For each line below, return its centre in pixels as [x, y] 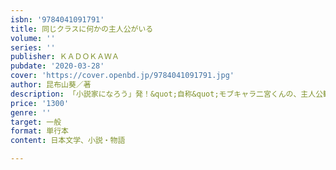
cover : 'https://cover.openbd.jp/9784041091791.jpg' [122, 76]
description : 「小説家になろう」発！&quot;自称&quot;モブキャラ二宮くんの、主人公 [167, 94]
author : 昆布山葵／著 [51, 85]
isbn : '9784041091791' [57, 19]
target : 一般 [36, 122]
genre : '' [31, 112]
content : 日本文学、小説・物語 [68, 141]
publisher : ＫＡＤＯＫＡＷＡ [65, 57]
